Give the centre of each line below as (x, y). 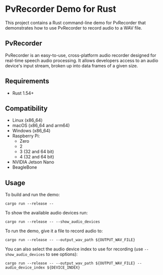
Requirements (27, 81)
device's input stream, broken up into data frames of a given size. (72, 65)
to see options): (62, 254)
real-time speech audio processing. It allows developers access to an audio (82, 61)
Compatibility (26, 108)
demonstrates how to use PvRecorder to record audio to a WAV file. (74, 28)
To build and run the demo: (33, 195)
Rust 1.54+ (23, 93)
